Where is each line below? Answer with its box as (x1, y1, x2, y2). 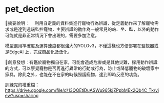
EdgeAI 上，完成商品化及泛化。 (9, 49, 72, 55)
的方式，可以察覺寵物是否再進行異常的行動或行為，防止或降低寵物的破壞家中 (5, 65, 159, 71)
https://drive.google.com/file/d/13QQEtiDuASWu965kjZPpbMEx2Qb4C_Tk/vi (5, 87, 159, 93)
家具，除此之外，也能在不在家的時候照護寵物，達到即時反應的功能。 (5, 71, 142, 77)
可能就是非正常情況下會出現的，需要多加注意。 (5, 32, 99, 38)
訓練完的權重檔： (5, 82, 40, 87)
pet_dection (5, 3, 55, 15)
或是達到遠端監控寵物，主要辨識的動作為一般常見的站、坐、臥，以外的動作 (9, 26, 159, 32)
